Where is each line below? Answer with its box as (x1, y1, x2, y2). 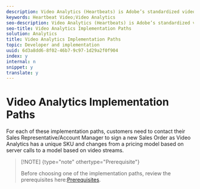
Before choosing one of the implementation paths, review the (20, 170, 171, 177)
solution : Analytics (6, 31, 58, 37)
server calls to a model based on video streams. (6, 147, 124, 154)
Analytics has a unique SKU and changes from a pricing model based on (6, 141, 184, 148)
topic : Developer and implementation (6, 42, 100, 48)
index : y (6, 53, 28, 59)
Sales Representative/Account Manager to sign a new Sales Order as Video (6, 134, 191, 141)
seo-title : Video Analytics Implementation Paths (6, 25, 132, 32)
